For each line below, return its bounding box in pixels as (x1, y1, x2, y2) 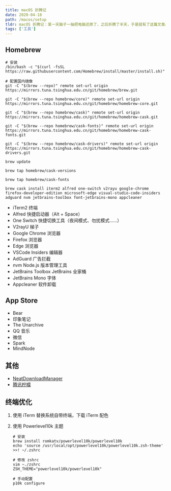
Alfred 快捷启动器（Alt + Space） (12, 211, 83, 217)
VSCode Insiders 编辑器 (12, 249, 63, 255)
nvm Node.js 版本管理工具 (12, 262, 68, 268)
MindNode (12, 345, 35, 352)
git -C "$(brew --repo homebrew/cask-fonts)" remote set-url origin (5, 123, 154, 128)
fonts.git (5, 132, 26, 137)
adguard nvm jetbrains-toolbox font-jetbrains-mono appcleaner (5, 195, 142, 200)
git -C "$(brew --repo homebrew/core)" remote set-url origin (5, 97, 140, 102)
